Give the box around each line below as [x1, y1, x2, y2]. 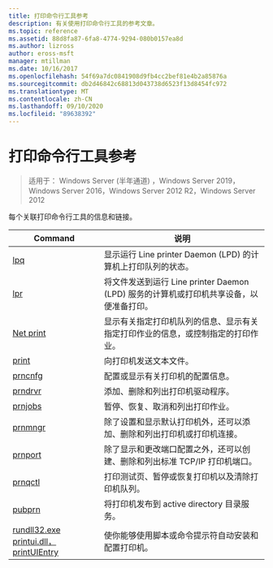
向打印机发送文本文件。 [103, 355, 193, 366]
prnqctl [12, 476, 41, 488]
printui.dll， [12, 536, 57, 547]
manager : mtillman [8, 58, 71, 66]
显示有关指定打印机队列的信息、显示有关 [103, 316, 258, 327]
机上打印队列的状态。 [111, 260, 193, 272]
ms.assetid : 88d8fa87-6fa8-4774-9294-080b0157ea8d [8, 34, 184, 43]
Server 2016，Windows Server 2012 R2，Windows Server [61, 186, 256, 196]
